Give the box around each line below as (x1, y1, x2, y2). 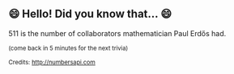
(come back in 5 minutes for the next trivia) (8, 44, 128, 52)
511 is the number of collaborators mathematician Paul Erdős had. (8, 28, 227, 38)
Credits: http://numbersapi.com (8, 58, 96, 66)
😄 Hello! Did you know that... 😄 (8, 7, 172, 21)
